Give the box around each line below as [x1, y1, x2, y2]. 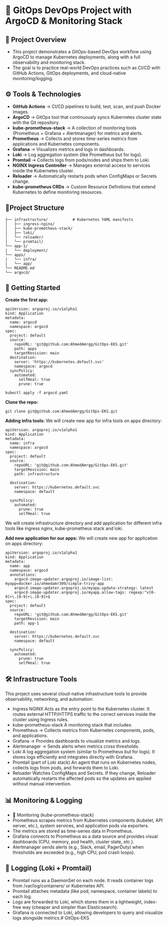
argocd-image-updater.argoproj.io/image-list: [14, 577, 113, 582]
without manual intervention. [12, 781, 72, 787]
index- [143, 899, 157, 905]
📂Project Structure [5, 204, 65, 212]
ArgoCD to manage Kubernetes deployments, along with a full [12, 54, 140, 60]
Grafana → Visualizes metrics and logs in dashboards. [12, 146, 125, 152]
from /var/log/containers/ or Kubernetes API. [12, 883, 105, 889]
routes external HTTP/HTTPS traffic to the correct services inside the [12, 711, 156, 717]
